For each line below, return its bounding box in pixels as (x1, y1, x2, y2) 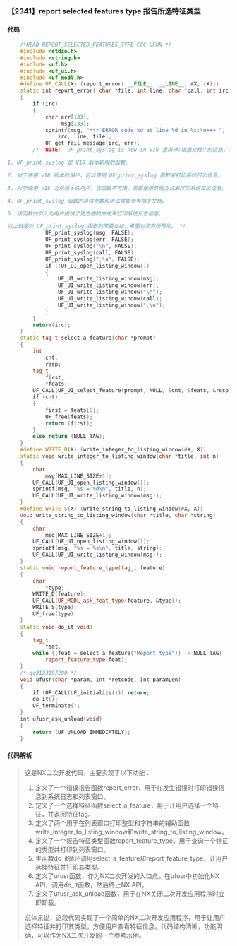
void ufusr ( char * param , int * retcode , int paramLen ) (20, 676, 181, 683)
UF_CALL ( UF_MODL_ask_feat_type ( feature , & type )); (32, 597, 181, 605)
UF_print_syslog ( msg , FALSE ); (44, 230, 134, 237)
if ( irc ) (32, 100, 59, 107)
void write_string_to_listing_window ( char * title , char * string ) (20, 512, 217, 519)
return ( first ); (44, 420, 93, 427)
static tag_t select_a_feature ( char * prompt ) (20, 334, 157, 342)
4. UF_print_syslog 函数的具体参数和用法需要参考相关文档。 (7, 197, 167, 204)
